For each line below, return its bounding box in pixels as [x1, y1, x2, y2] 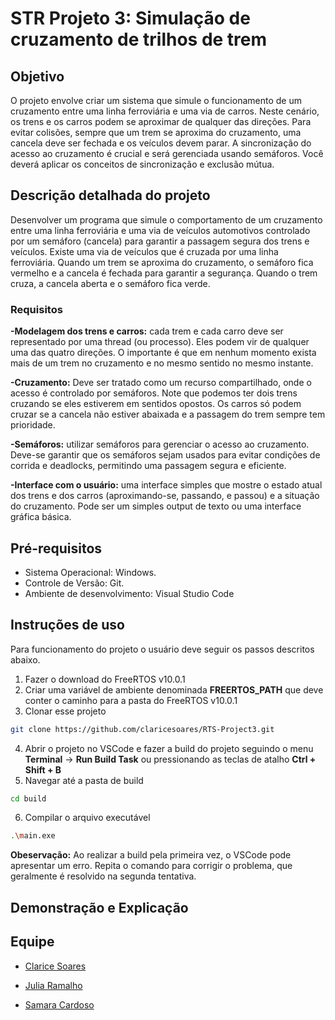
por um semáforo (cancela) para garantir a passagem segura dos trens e [10, 235, 310, 247]
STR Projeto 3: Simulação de [10, 7, 251, 30]
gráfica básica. [10, 511, 72, 523]
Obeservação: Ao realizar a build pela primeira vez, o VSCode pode [10, 849, 292, 861]
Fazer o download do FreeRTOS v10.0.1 [24, 673, 186, 685]
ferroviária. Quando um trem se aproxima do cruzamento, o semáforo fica [10, 256, 314, 268]
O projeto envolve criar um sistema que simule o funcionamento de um [10, 95, 302, 106]
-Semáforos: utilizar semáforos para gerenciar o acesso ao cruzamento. [10, 438, 310, 451]
